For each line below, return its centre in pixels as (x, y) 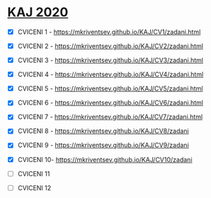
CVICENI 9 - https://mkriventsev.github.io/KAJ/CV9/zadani (103, 145)
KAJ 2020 (38, 12)
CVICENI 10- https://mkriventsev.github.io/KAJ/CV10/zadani (105, 159)
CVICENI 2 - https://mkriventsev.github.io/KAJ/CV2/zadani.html (110, 46)
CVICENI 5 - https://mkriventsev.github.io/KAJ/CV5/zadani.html (110, 88)
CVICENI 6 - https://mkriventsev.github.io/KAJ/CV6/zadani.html (110, 103)
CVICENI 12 (34, 187)
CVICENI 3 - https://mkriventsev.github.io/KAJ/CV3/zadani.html (110, 60)
